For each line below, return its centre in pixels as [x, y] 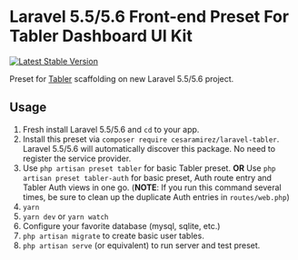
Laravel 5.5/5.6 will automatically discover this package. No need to [149, 148]
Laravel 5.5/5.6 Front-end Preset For [149, 17]
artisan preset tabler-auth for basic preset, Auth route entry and [147, 177]
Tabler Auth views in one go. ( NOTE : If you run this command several [152, 187]
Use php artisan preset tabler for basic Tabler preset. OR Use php [149, 168]
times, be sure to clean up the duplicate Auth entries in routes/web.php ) [156, 196]
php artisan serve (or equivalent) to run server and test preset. [141, 245]
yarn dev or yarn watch [65, 216]
